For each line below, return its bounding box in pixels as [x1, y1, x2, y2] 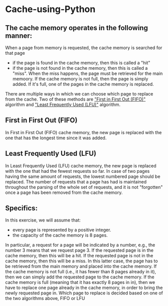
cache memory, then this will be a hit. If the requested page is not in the [5, 253, 153, 259]
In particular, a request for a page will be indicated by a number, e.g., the [5, 242, 155, 248]
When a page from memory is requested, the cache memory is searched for [5, 45, 162, 51]
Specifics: [5, 204, 38, 213]
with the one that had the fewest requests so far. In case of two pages [5, 168, 150, 174]
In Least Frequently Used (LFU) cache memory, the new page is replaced [5, 162, 156, 169]
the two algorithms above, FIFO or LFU [5, 295, 85, 301]
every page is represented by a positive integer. [12, 227, 111, 233]
